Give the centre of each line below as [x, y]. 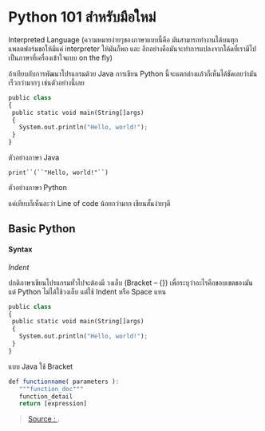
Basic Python [42, 229]
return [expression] [53, 404]
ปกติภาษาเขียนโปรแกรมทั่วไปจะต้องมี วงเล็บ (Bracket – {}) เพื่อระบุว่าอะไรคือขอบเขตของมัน [131, 283]
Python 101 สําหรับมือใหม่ [82, 17]
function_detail [46, 396]
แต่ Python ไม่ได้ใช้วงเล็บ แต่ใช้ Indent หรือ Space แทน [87, 291]
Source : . [44, 419]
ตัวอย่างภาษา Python [38, 188]
